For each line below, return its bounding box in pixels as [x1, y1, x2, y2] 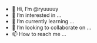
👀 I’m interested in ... [11, 12, 62, 19]
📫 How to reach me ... [11, 31, 66, 37]
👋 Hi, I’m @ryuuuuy [11, 6, 59, 12]
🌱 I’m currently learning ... [11, 18, 75, 24]
